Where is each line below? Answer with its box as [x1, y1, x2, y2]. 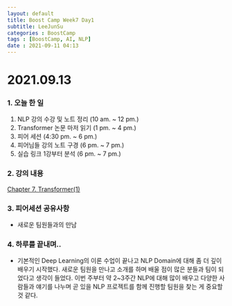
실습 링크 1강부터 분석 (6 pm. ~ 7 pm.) [17, 150, 121, 158]
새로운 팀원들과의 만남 [17, 221, 78, 229]
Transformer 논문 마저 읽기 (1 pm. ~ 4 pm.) [17, 124, 136, 132]
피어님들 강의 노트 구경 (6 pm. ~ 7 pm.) [17, 141, 125, 150]
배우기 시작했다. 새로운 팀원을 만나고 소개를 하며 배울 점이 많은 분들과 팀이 [17, 265, 217, 273]
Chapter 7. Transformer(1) [7, 185, 81, 193]
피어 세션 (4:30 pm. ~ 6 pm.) [17, 132, 98, 141]
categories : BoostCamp [7, 29, 76, 37]
